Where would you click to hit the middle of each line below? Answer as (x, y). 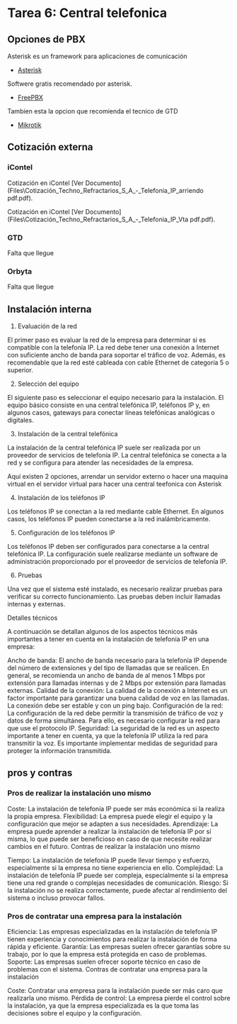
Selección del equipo (48, 384)
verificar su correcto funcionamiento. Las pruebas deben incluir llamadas (114, 596)
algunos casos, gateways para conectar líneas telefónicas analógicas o (111, 413)
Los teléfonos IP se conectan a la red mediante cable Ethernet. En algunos (116, 511)
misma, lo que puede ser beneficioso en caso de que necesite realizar (110, 839)
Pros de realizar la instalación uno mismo (79, 794)
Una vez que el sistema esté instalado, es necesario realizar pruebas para (115, 589)
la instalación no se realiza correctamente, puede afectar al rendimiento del (117, 890)
